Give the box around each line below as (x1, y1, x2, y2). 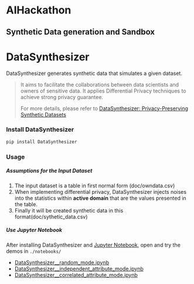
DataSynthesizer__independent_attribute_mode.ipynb (14, 265, 144, 272)
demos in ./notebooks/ (6, 247, 62, 255)
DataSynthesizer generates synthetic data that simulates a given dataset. (6, 70, 183, 77)
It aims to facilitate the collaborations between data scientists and (20, 81, 179, 88)
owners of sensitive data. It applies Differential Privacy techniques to (20, 87, 186, 94)
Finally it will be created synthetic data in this (14, 207, 124, 214)
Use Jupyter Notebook (6, 227, 63, 234)
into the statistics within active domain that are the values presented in (14, 194, 186, 201)
